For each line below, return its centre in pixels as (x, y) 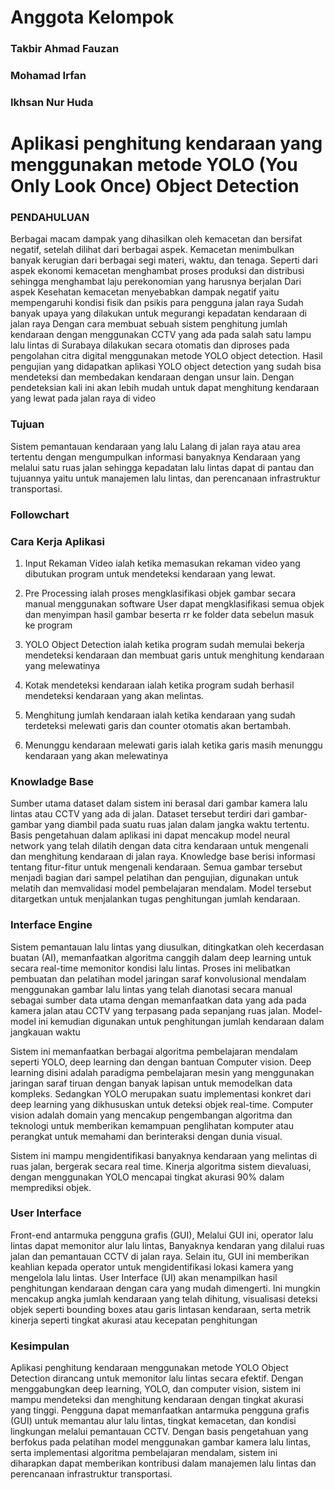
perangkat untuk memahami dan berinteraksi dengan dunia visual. (146, 1136)
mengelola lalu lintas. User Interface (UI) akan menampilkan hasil (144, 1277)
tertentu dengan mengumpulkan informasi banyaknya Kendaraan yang (155, 457)
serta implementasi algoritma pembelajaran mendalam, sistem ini (144, 1453)
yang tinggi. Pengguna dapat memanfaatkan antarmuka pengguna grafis (160, 1410)
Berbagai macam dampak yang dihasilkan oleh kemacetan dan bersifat (156, 239)
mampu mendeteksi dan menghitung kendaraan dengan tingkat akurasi (157, 1400)
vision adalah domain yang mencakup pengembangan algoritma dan (151, 1115)
